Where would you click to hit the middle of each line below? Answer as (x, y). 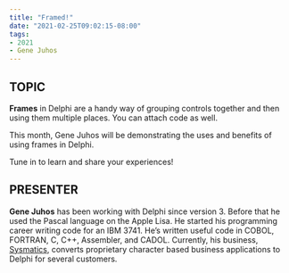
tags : (19, 34)
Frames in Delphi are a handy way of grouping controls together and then (144, 108)
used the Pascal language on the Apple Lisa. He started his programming (144, 220)
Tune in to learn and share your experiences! (91, 161)
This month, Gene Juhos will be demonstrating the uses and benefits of (140, 135)
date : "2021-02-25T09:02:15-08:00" (75, 26)
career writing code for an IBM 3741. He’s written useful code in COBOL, (142, 230)
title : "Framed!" (41, 17)
